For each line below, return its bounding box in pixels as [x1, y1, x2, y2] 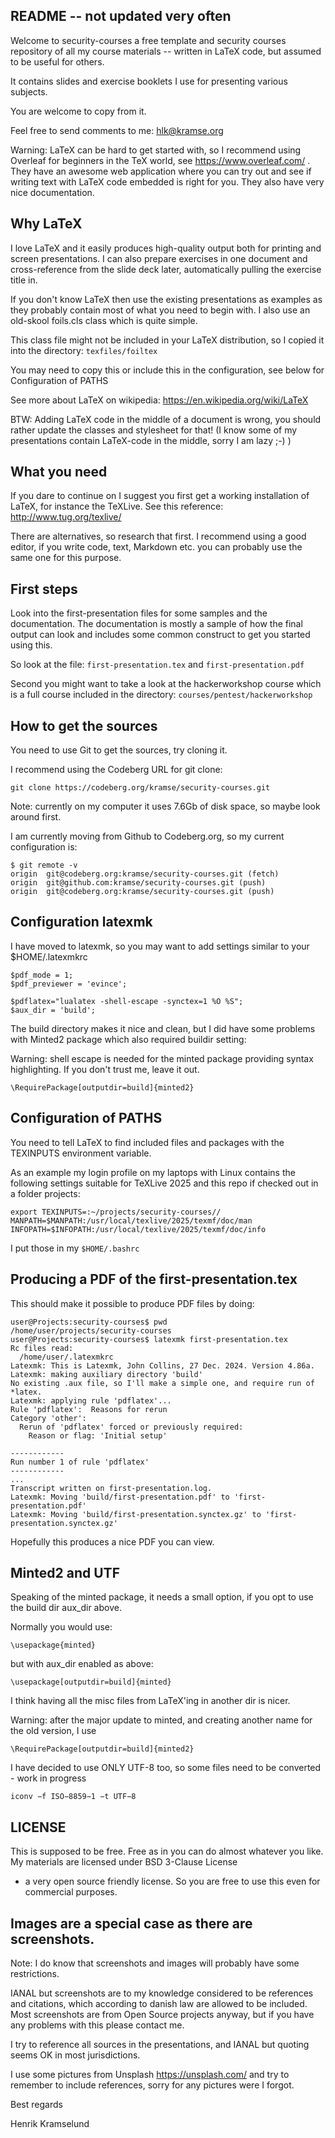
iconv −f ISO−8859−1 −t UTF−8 [10, 1792, 137, 1802]
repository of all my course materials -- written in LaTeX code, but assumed [10, 45, 322, 57]
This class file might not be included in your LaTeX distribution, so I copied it [10, 334, 325, 346]
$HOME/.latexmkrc [10, 950, 88, 963]
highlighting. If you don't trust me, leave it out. [10, 1063, 200, 1075]
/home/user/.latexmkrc [19, 1352, 114, 1362]
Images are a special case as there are [10, 1915, 253, 1932]
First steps [10, 580, 78, 598]
